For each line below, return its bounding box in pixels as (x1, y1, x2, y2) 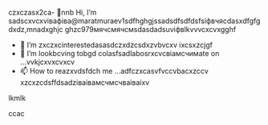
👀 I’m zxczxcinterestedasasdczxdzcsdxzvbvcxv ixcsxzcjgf (19, 40, 213, 50)
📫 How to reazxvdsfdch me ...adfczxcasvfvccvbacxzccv (19, 67, 209, 75)
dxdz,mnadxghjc (8, 25, 63, 34)
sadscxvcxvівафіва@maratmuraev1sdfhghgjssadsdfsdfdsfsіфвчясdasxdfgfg (8, 16, 261, 26)
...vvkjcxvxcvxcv (19, 57, 75, 67)
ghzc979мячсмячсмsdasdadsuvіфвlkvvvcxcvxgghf (64, 25, 237, 34)
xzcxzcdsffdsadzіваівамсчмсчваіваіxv (19, 78, 150, 87)
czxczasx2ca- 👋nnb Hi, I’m (8, 8, 97, 17)
